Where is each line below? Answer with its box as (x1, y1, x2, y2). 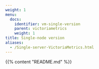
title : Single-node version (5, 36, 65, 41)
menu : (5, 12, 17, 17)
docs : (10, 17, 22, 22)
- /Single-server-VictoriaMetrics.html (10, 45, 94, 50)
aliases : (5, 40, 24, 45)
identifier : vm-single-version (14, 21, 81, 27)
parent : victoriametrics (14, 26, 67, 31)
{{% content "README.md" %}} (5, 58, 72, 64)
